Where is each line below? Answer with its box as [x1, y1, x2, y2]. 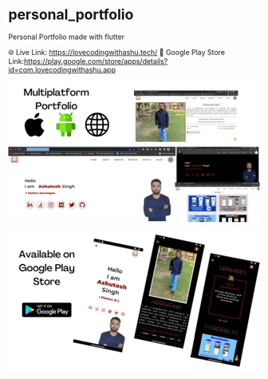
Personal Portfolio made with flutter [8, 32, 125, 41]
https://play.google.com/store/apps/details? [23, 56, 168, 65]
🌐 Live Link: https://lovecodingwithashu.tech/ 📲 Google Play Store [8, 47, 226, 57]
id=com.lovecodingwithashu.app [8, 65, 116, 74]
